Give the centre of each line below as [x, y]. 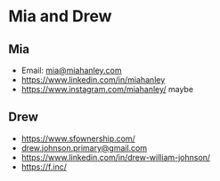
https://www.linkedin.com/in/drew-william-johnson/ [116, 157]
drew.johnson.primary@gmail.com [84, 147]
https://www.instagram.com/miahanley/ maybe [107, 89]
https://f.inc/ [44, 167]
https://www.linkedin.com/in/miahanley [93, 80]
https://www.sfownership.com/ [78, 138]
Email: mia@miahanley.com [71, 70]
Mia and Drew [60, 16]
